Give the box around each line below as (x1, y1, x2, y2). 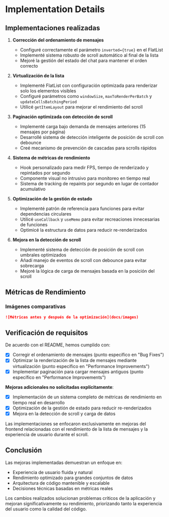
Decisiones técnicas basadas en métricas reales (12, 485, 114, 491)
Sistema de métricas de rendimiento (12, 155, 90, 161)
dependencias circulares (20, 211, 72, 217)
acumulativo (20, 186, 46, 192)
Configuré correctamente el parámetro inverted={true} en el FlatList (20, 47, 163, 53)
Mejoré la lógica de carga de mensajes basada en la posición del (20, 268, 155, 274)
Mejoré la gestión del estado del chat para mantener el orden (20, 58, 147, 64)
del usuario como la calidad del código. (5, 506, 87, 512)
